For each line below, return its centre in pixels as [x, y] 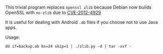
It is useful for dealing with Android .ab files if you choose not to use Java [82, 22]
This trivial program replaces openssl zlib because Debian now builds [78, 7]
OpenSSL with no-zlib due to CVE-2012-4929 [53, 12]
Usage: [13, 37]
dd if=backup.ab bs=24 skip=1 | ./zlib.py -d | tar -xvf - [68, 46]
